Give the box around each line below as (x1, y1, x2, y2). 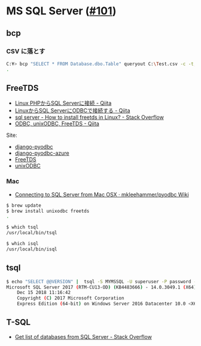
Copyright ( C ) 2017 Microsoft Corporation (17, 295, 124, 301)
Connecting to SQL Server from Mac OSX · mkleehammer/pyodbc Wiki (14, 191, 190, 198)
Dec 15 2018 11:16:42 (17, 290, 71, 296)
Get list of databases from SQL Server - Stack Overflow (14, 333, 153, 340)
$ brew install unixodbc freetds (6, 208, 90, 214)
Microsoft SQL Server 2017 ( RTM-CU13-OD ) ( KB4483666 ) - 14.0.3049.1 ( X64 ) (6, 284, 197, 290)
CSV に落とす (6, 47, 45, 55)
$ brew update (6, 202, 42, 209)
